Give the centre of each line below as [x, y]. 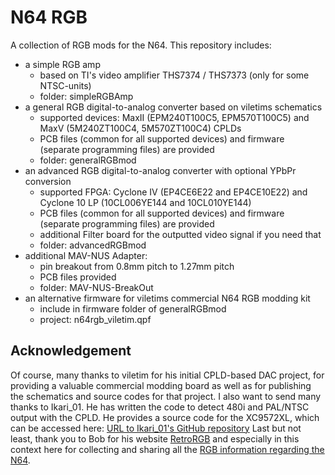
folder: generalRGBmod [88, 160]
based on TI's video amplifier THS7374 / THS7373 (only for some [174, 75]
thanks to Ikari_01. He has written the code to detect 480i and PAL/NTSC [160, 407]
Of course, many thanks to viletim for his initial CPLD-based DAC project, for [167, 375]
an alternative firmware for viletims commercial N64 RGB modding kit [167, 298]
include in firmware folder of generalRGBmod [133, 308]
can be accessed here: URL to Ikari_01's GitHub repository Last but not [156, 428]
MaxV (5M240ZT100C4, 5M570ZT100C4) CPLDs [140, 128]
